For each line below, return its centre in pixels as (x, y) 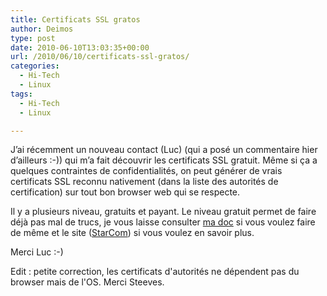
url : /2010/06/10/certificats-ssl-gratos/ (100, 57)
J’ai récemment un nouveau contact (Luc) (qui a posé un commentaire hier (164, 150)
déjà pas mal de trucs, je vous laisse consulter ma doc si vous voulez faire (163, 222)
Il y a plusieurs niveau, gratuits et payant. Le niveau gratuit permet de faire (163, 212)
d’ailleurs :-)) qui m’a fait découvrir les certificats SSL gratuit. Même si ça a (164, 160)
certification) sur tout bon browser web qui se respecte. (125, 192)
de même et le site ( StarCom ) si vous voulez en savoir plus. (132, 233)
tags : (21, 94)
